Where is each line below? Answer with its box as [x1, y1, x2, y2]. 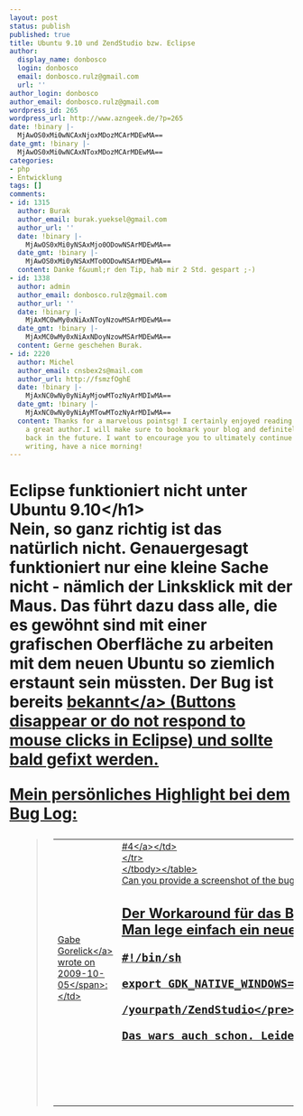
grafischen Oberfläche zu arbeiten [9, 634, 274, 655]
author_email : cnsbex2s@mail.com [17, 366, 143, 375]
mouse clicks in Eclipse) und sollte [9, 730, 273, 751]
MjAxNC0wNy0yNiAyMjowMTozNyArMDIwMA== [25, 391, 171, 400]
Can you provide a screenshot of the [121, 874, 277, 886]
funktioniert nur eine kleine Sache [9, 558, 269, 578]
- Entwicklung [9, 173, 63, 182]
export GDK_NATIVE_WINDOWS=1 [121, 977, 301, 991]
